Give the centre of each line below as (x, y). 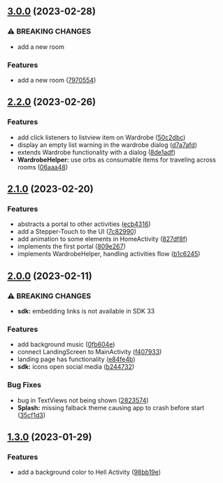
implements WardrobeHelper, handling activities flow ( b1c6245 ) (109, 254)
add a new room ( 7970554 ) (57, 80)
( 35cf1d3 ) (31, 415)
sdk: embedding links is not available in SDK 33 (86, 311)
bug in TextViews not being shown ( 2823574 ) (83, 400)
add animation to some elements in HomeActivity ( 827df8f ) (102, 239)
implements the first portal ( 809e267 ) (71, 246)
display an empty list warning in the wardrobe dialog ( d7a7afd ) (107, 145)
